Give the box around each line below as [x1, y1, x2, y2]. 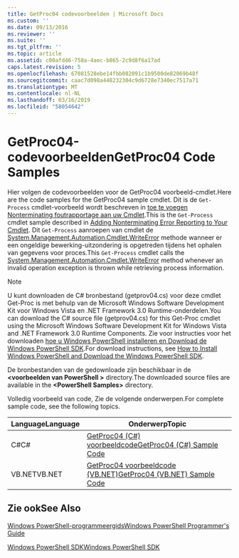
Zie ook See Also [7, 502, 81, 515]
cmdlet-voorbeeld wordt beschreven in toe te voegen [31, 202, 188, 211]
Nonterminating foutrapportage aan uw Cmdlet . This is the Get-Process [7, 210, 213, 219]
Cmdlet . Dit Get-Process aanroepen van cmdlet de [7, 225, 154, 234]
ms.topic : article [7, 51, 62, 58]
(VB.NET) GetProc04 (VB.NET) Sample [86, 469, 216, 479]
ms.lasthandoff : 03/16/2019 [7, 97, 91, 104]
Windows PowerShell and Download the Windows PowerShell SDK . [7, 351, 204, 360]
